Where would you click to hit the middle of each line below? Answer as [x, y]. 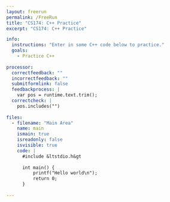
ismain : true [33, 134]
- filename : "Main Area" [42, 123]
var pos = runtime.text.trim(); [57, 95]
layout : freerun [26, 12]
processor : [20, 67]
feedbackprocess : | [36, 90]
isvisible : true [37, 145]
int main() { [38, 168]
